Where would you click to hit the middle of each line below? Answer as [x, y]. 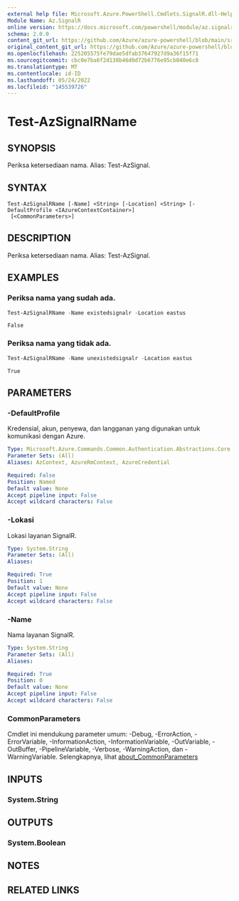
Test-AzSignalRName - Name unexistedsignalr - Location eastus [100, 358]
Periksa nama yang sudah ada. [62, 298]
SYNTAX [27, 188]
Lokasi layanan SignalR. [42, 535]
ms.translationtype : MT [43, 67]
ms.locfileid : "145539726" [47, 87]
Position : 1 [25, 581]
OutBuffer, [22, 749]
